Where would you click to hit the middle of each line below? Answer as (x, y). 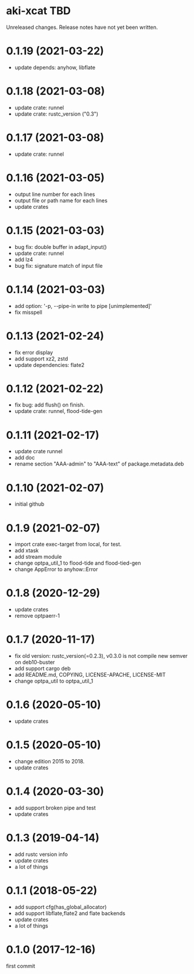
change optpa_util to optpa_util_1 (54, 681)
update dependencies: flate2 (49, 365)
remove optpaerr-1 (37, 616)
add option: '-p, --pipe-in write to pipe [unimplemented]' (83, 306)
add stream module (38, 557)
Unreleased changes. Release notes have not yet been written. (82, 27)
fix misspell (28, 312)
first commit (21, 966)
